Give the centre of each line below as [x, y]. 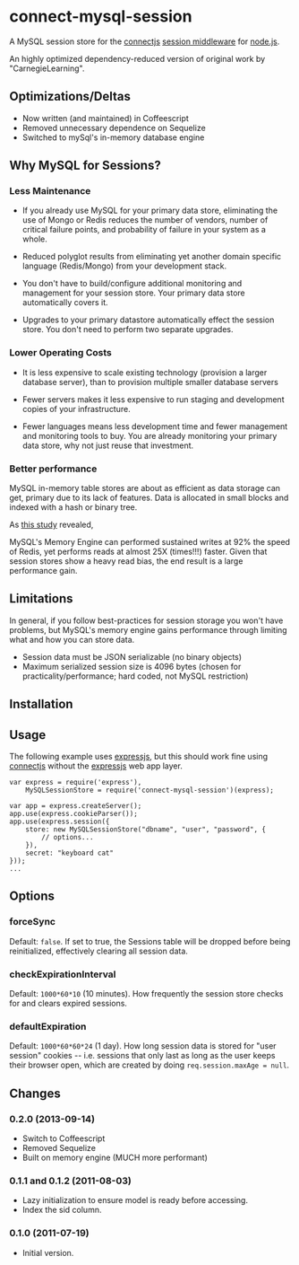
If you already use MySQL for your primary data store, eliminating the [150, 211]
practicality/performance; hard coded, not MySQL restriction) [135, 676]
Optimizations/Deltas [70, 97]
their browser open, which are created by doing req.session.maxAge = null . [149, 1065]
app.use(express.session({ [60, 822]
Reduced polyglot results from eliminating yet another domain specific [152, 257]
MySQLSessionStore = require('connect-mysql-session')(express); [150, 791]
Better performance [53, 469]
